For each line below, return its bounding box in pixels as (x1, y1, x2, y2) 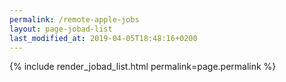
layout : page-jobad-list (9, 24, 113, 34)
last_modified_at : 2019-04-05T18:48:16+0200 (9, 33, 198, 43)
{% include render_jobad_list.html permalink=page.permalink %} (9, 61, 277, 73)
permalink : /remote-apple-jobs (9, 14, 140, 25)
